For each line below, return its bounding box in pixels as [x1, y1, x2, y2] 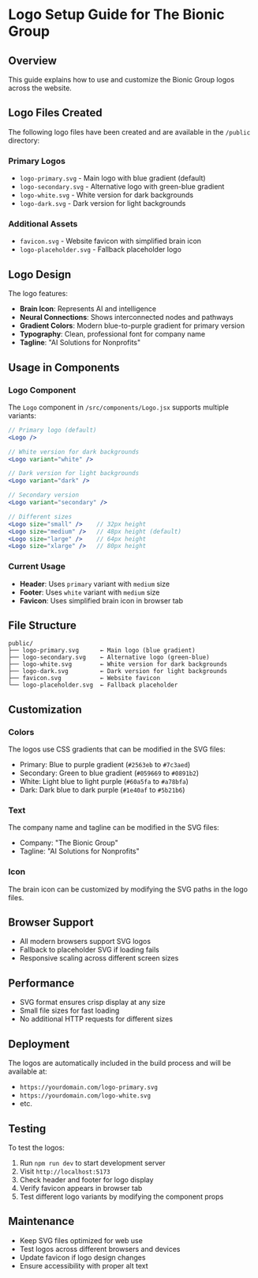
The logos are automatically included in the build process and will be [8, 1059, 231, 1068]
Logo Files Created [8, 106, 103, 120]
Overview [8, 54, 58, 67]
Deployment [8, 1037, 70, 1051]
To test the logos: [8, 1143, 65, 1152]
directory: [8, 135, 40, 145]
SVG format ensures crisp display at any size [19, 998, 166, 1007]
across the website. [8, 83, 73, 93]
